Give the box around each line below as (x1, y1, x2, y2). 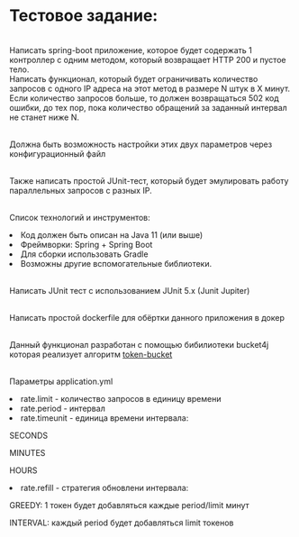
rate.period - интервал (21, 403, 105, 414)
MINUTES (9, 447, 46, 458)
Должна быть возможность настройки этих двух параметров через (9, 139, 273, 150)
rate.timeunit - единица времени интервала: (21, 412, 189, 423)
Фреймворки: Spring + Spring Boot (21, 239, 153, 250)
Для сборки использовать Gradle (21, 249, 149, 259)
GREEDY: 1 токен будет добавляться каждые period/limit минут (9, 499, 249, 510)
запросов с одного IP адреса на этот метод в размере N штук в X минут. (9, 83, 291, 94)
